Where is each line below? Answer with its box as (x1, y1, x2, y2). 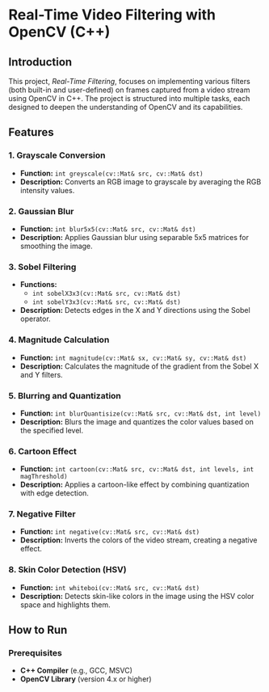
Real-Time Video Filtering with (8, 6, 216, 24)
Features (8, 125, 54, 139)
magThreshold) (19, 473, 68, 481)
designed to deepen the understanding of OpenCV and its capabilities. (8, 103, 243, 112)
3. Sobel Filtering (8, 261, 77, 272)
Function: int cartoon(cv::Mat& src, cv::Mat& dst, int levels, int (19, 464, 254, 474)
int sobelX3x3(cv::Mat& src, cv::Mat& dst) (32, 289, 182, 298)
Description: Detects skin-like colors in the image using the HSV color (19, 591, 254, 601)
